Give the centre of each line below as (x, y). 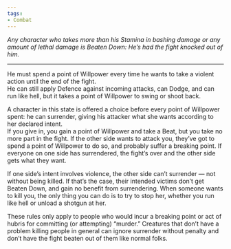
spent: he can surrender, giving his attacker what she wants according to (111, 116)
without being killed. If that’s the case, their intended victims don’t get (106, 181)
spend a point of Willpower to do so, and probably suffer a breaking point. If (114, 146)
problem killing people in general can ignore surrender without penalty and (113, 230)
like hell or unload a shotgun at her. (57, 203)
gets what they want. (37, 160)
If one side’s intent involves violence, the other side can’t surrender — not (111, 173)
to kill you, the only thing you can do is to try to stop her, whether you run (111, 195)
